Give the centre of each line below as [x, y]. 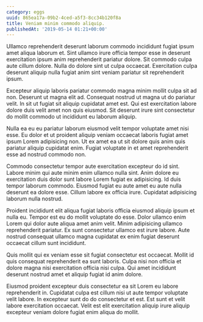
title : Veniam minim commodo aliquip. [55, 23]
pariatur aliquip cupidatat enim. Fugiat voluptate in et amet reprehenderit [98, 148]
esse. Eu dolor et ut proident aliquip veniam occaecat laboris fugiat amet [98, 135]
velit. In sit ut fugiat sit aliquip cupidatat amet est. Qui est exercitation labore [101, 104]
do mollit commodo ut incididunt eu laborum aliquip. [72, 117]
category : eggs [26, 12]
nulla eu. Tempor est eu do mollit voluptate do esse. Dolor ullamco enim [96, 217]
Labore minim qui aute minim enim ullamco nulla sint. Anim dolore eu [92, 173]
